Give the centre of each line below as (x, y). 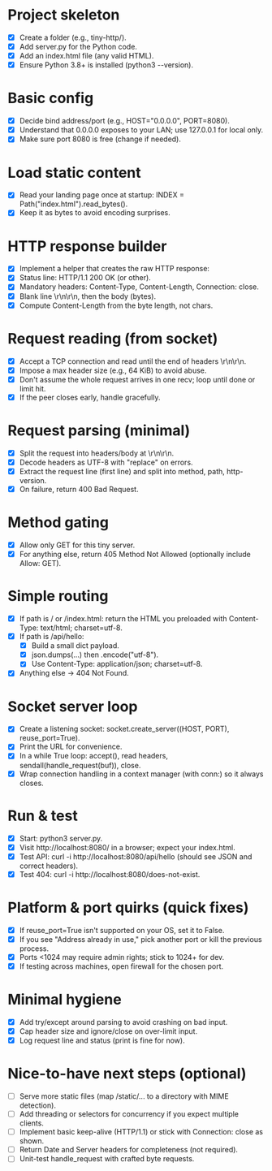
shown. (32, 1141)
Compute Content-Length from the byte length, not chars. (116, 305)
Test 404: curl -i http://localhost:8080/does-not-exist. (110, 874)
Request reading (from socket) (113, 338)
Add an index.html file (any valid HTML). (86, 56)
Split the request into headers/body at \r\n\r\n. (97, 453)
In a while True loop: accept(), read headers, (93, 756)
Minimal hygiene (65, 1000)
